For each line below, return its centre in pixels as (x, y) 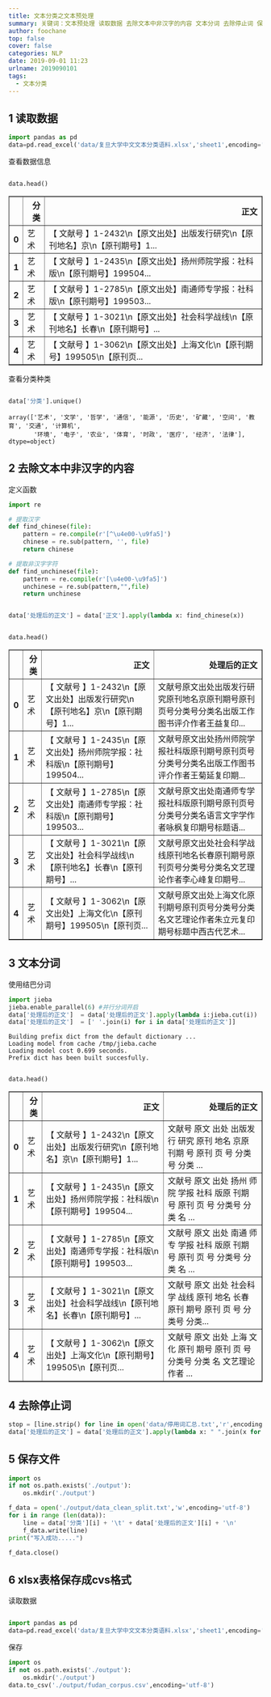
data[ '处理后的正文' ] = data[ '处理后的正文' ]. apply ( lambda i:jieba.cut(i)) (133, 1015)
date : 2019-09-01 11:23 (48, 61)
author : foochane (38, 31)
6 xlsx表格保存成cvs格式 (70, 1579)
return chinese (48, 549)
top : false (27, 38)
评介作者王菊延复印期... (202, 775)
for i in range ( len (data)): (57, 1516)
